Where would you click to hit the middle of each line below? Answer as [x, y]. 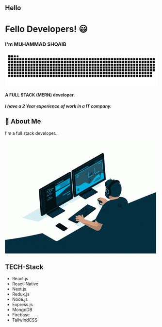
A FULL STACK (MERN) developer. [40, 95]
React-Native [25, 284]
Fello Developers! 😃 [47, 29]
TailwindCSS [25, 320]
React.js [20, 279]
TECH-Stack [24, 267]
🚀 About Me [23, 121]
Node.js [20, 299]
